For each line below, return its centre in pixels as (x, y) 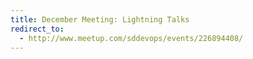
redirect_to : (37, 29)
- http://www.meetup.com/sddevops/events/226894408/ (131, 38)
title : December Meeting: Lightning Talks (100, 19)
